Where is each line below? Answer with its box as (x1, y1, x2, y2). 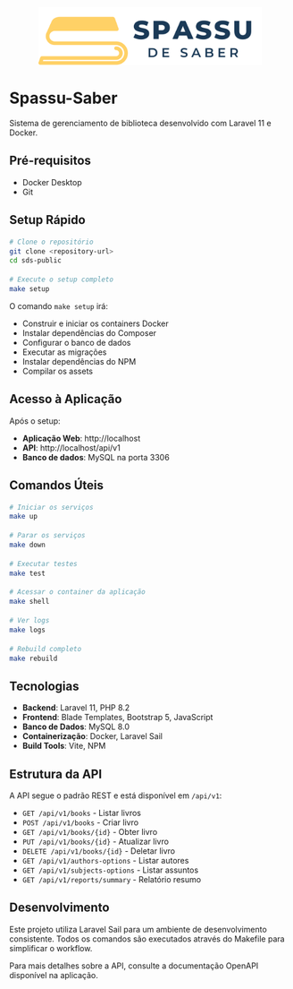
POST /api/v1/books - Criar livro (21, 817, 139, 828)
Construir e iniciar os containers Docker (21, 318, 170, 329)
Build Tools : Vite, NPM (21, 741, 106, 752)
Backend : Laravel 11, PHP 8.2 (21, 702, 130, 713)
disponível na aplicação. (9, 969, 98, 980)
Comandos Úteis (9, 477, 105, 494)
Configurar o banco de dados (21, 337, 131, 348)
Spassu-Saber (9, 88, 118, 108)
